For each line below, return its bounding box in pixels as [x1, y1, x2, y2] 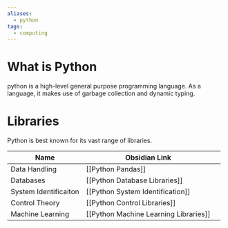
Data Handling [10, 164, 57, 174]
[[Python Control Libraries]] [86, 198, 176, 208]
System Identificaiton [10, 187, 79, 197]
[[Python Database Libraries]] [86, 175, 183, 185]
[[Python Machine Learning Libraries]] [86, 209, 211, 219]
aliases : [7, 10, 32, 17]
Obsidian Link [125, 153, 171, 162]
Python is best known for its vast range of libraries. [7, 136, 153, 145]
